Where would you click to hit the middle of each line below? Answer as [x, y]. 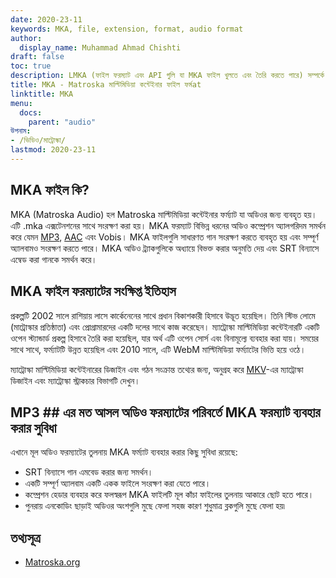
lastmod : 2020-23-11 [53, 150]
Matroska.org [52, 562]
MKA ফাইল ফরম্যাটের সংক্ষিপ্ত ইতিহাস [93, 291]
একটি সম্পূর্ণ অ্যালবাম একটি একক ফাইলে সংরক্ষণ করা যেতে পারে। [118, 483]
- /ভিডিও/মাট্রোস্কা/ [38, 141]
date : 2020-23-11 [46, 19]
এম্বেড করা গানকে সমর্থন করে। [54, 259]
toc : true [31, 66]
